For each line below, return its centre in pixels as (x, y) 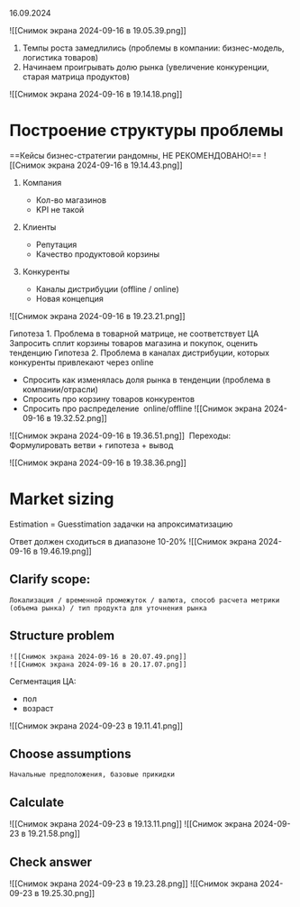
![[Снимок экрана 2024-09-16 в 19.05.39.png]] (98, 30)
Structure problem (62, 636)
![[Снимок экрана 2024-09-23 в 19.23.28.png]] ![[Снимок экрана (134, 884)
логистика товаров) (60, 57)
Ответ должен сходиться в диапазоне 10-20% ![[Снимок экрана (133, 541)
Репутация (56, 244)
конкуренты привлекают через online (82, 362)
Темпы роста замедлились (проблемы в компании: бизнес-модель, (154, 48)
